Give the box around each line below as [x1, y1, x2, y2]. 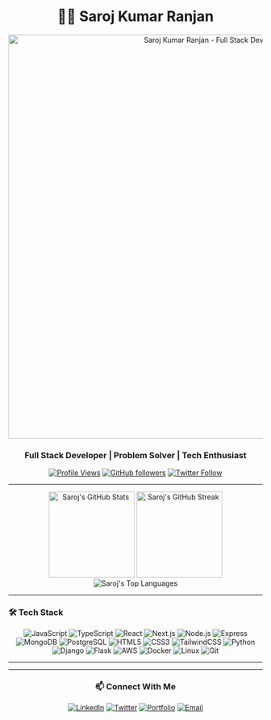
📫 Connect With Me [95, 681, 176, 693]
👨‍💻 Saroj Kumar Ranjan [57, 7, 214, 26]
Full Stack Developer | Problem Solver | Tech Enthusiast [24, 449, 247, 461]
